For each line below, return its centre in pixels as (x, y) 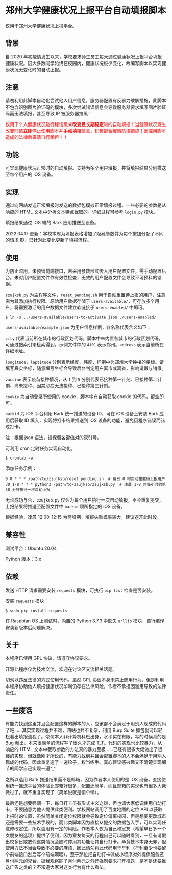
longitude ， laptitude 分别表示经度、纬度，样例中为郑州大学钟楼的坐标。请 (85, 362)
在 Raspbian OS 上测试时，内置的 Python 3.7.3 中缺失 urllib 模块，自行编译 (85, 621)
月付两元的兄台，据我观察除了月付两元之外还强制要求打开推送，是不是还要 (83, 861)
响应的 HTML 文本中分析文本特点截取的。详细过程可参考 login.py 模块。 (82, 212)
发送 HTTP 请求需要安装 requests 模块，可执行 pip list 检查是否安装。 (80, 590)
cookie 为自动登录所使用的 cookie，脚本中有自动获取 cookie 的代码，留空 (82, 397)
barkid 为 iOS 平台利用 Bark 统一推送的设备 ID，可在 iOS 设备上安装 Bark (82, 414)
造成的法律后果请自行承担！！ (36, 137)
